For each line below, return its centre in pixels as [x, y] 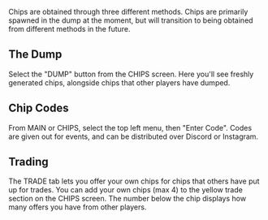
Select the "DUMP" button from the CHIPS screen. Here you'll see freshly [131, 74]
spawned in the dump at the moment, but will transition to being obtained [131, 20]
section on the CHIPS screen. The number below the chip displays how [127, 199]
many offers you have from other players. [78, 207]
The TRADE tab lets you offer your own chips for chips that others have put [134, 181]
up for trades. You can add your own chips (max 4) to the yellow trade [126, 190]
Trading [28, 162]
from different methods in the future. [70, 29]
